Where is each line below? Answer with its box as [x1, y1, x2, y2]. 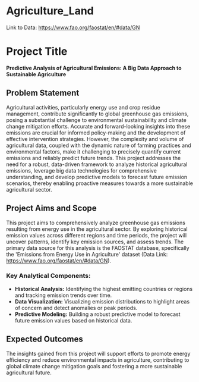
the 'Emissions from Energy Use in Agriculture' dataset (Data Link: [6, 251, 168, 258]
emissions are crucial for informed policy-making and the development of [6, 129, 186, 136]
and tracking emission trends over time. [14, 292, 112, 299]
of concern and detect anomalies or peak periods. [14, 304, 138, 311]
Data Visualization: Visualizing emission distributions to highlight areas [14, 298, 190, 305]
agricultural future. [6, 369, 52, 376]
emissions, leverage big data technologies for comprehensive [6, 167, 157, 174]
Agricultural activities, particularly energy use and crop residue [6, 104, 160, 111]
